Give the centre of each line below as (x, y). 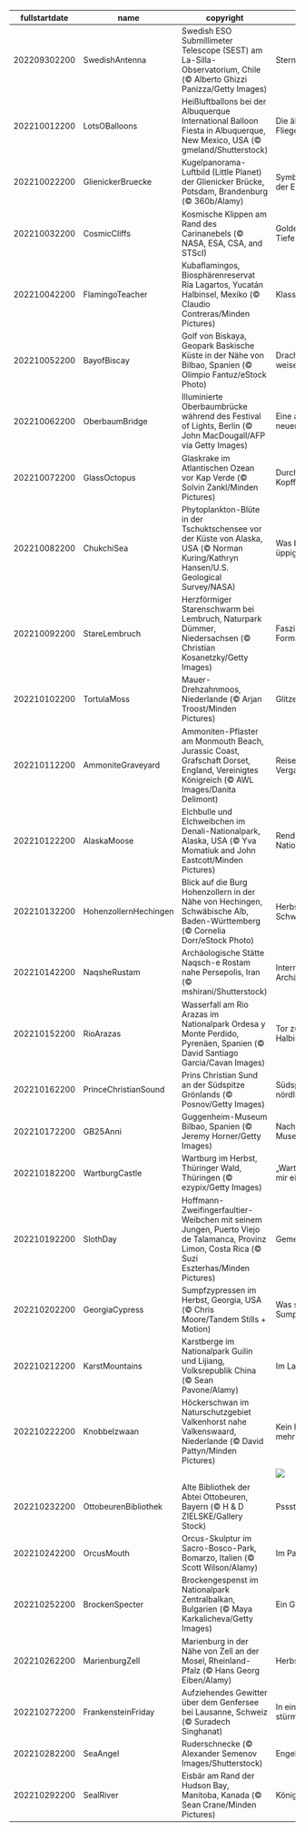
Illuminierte (202, 397)
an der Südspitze (213, 1084)
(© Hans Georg (231, 1670)
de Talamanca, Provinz (224, 1238)
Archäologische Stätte (223, 953)
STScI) (194, 252)
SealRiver (101, 1796)
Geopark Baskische (218, 346)
